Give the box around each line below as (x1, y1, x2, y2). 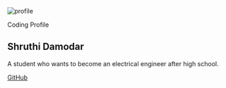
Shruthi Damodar (7, 41, 85, 53)
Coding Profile (7, 20, 49, 29)
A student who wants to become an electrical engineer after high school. (7, 59, 219, 68)
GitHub (7, 73, 28, 82)
